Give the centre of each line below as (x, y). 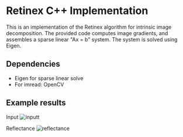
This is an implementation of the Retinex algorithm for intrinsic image (89, 27)
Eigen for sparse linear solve (49, 78)
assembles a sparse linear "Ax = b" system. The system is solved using (92, 39)
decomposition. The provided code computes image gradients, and (87, 33)
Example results (36, 103)
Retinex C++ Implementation (77, 11)
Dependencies (33, 64)
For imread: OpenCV (39, 84)
